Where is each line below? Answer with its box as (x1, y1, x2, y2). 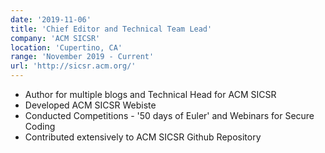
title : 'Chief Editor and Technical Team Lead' (10, 24, 213, 34)
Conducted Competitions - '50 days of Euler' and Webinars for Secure (24, 110, 315, 121)
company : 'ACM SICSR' (10, 33, 101, 43)
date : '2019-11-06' (10, 14, 92, 25)
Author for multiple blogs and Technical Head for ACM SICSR (24, 89, 277, 100)
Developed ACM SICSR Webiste (24, 99, 157, 111)
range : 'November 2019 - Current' (10, 52, 155, 62)
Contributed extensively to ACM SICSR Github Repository (24, 131, 262, 143)
